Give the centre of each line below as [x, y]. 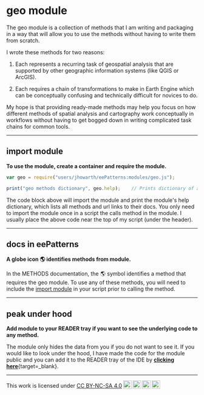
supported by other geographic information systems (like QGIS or [97, 70]
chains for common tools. [38, 126]
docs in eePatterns [42, 244]
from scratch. [23, 40]
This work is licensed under [41, 386]
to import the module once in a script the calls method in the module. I [94, 213]
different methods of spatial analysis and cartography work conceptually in [100, 113]
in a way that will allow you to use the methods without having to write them [101, 34]
